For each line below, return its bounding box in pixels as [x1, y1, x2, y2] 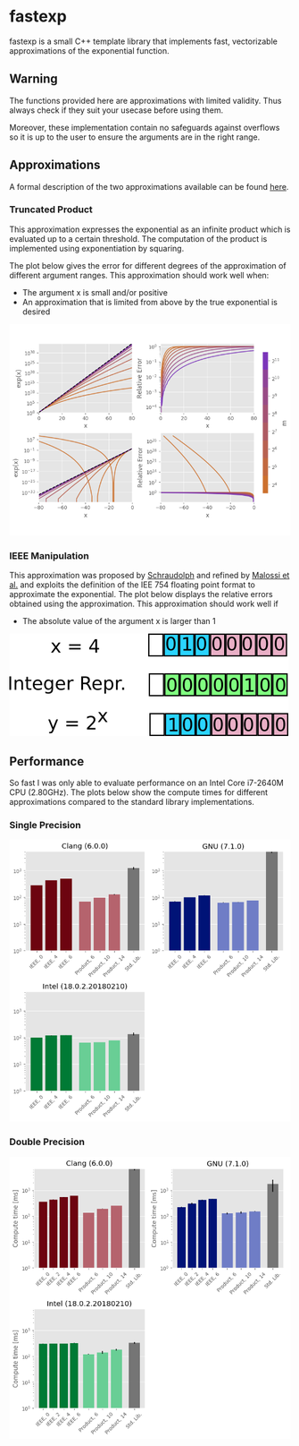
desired [21, 306, 51, 317]
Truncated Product [9, 203, 94, 216]
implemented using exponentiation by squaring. [9, 243, 185, 253]
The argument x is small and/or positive [21, 287, 168, 297]
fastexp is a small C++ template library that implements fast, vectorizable [9, 36, 278, 47]
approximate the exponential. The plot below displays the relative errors [9, 589, 274, 600]
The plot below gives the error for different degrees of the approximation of [9, 260, 287, 270]
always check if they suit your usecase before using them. [9, 105, 224, 116]
